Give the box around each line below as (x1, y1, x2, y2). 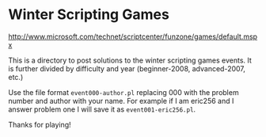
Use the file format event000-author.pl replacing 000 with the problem (8, 87, 239, 97)
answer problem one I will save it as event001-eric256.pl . (8, 105, 196, 114)
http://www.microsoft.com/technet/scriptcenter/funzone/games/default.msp (8, 32, 258, 41)
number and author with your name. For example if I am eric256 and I (8, 96, 234, 105)
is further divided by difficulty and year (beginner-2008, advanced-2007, (8, 63, 245, 73)
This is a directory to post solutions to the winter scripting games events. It (8, 55, 252, 65)
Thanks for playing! (8, 120, 71, 129)
